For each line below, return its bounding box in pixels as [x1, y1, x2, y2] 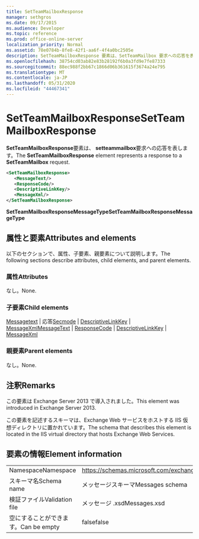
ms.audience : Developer [6, 25, 65, 31]
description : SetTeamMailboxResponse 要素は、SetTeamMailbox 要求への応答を [6, 53, 190, 59]
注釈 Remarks [6, 381, 56, 391]
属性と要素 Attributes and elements [6, 233, 136, 243]
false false [82, 518, 110, 527]
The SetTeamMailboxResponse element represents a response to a [15, 152, 182, 159]
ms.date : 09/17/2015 [6, 20, 57, 25]
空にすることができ [9, 514, 63, 522]
